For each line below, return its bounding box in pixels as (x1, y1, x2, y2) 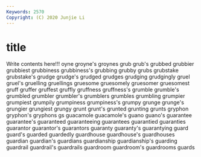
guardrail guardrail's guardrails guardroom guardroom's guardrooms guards (6, 144, 195, 151)
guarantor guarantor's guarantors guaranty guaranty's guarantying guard (6, 124, 189, 132)
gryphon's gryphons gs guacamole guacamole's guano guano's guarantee (6, 112, 192, 119)
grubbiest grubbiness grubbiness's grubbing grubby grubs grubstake (6, 67, 179, 74)
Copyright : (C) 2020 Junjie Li (6, 14, 85, 21)
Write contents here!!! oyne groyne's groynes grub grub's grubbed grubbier (6, 60, 194, 68)
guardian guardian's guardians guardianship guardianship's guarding (6, 137, 178, 145)
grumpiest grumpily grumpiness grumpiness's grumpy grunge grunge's (6, 99, 184, 106)
